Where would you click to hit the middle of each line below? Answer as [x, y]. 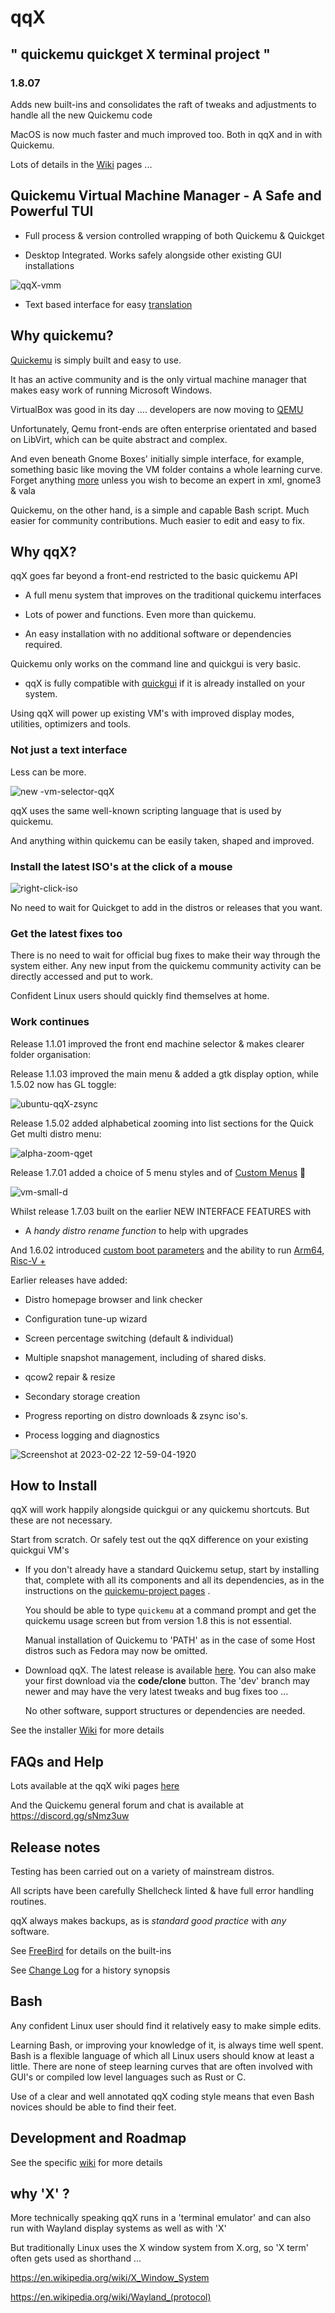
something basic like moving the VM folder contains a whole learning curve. [166, 469]
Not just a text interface [69, 750]
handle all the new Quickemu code [81, 115]
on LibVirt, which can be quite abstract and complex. [119, 439]
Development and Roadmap [98, 2138]
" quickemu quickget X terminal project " [140, 54]
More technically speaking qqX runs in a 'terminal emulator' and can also [161, 2218]
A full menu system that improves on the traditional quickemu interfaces [173, 595]
